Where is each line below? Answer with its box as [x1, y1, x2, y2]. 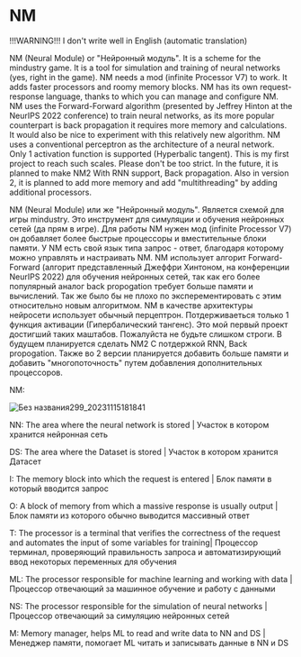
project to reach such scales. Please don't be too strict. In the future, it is [9, 158, 279, 169]
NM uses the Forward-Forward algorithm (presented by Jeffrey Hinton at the [9, 100, 293, 111]
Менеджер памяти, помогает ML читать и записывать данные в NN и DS [9, 637, 289, 648]
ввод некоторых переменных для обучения [9, 556, 177, 567]
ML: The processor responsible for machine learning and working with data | [9, 573, 293, 584]
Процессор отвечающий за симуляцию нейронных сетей [9, 610, 230, 621]
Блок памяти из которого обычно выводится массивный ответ [9, 510, 250, 521]
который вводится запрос [9, 483, 110, 494]
